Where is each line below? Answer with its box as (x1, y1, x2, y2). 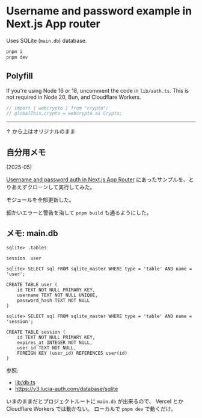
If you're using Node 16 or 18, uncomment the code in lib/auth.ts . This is (6, 87, 189, 94)
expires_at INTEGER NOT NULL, (17, 339, 93, 346)
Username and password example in (6, 4, 192, 18)
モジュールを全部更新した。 (6, 196, 75, 204)
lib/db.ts (14, 378, 36, 386)
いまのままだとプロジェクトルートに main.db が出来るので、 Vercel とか (6, 398, 184, 405)
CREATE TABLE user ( (6, 281, 58, 287)
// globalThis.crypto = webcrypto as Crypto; (6, 110, 122, 117)
